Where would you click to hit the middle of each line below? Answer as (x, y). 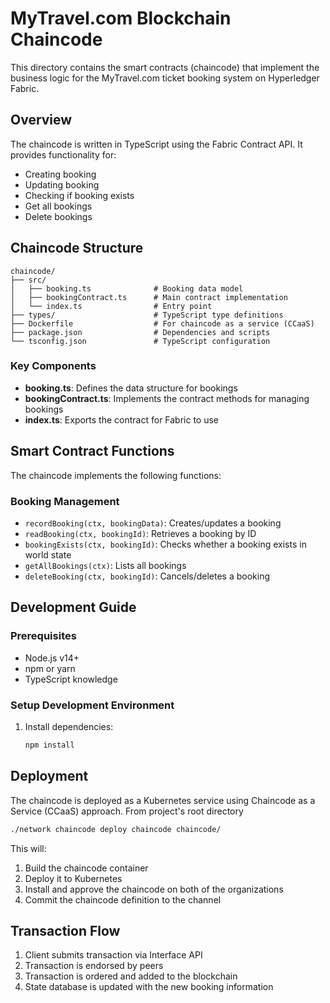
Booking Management (65, 501)
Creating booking (60, 174)
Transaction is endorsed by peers (94, 966)
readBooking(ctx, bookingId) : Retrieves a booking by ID (140, 533)
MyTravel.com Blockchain (121, 18)
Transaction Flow (65, 930)
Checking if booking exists (79, 195)
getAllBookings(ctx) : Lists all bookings (105, 565)
